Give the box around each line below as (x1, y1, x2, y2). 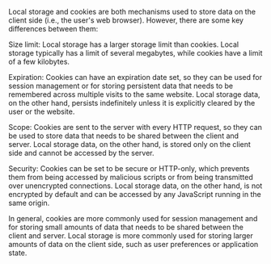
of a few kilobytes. (8, 57, 70, 66)
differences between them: (8, 24, 99, 33)
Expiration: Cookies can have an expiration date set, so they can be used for (8, 73, 263, 82)
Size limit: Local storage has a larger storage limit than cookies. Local (8, 40, 239, 49)
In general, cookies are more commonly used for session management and (8, 214, 258, 223)
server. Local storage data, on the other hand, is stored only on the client (8, 140, 251, 149)
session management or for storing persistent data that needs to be (8, 81, 234, 90)
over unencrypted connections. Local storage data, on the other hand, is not (8, 181, 263, 191)
